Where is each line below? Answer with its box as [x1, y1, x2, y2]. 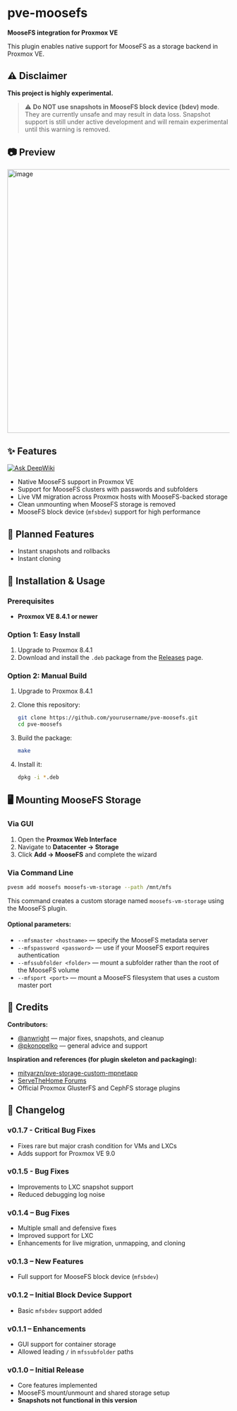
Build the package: [17, 733, 73, 743]
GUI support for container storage [17, 1340, 116, 1349]
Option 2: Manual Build [7, 671, 87, 681]
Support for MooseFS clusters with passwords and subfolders [17, 485, 198, 494]
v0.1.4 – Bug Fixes [7, 1208, 71, 1217]
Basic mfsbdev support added [17, 1306, 102, 1315]
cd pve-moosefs [17, 721, 63, 728]
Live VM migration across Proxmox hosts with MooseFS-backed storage [17, 492, 228, 501]
